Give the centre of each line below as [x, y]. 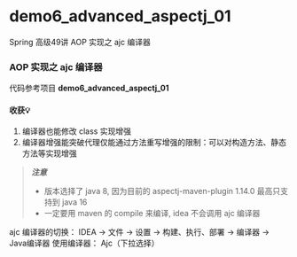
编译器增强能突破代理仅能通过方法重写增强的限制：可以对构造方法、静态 [154, 143]
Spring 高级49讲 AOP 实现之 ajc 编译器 [80, 42]
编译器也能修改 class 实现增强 [76, 131]
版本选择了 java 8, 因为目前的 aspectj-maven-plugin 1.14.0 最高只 [162, 191]
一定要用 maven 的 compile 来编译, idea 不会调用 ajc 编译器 [152, 214]
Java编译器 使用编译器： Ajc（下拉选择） [84, 243]
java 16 [74, 202]
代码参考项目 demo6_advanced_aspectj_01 [90, 88]
